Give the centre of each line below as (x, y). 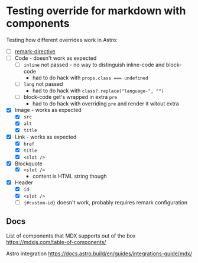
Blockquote (28, 163)
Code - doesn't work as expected (56, 58)
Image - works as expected (48, 110)
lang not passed (43, 84)
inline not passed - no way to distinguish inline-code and (94, 65)
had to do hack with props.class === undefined (90, 78)
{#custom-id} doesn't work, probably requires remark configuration (106, 202)
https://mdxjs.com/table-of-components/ (56, 242)
